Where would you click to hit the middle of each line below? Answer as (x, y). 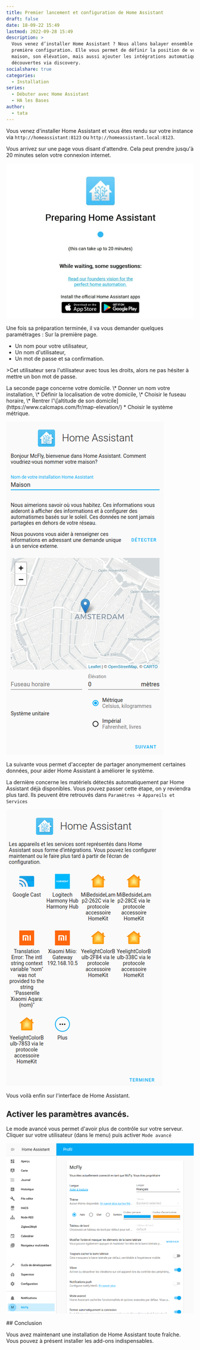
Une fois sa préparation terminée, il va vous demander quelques (85, 328)
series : (16, 88)
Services (17, 802)
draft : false (22, 19)
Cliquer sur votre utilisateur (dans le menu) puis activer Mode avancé (89, 1135)
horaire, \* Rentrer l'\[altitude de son (50, 401)
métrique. (18, 413)
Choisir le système (150, 407)
